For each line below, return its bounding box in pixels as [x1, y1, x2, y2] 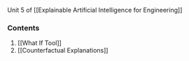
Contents [7, 23, 40, 33]
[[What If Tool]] [17, 39, 62, 47]
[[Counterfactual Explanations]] [17, 46, 108, 55]
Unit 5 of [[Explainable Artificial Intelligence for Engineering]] [7, 6, 183, 14]
